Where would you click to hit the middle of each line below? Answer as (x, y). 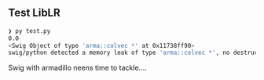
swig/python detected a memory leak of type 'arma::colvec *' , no (119, 53)
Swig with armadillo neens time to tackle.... (77, 68)
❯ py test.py (29, 31)
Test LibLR (34, 13)
